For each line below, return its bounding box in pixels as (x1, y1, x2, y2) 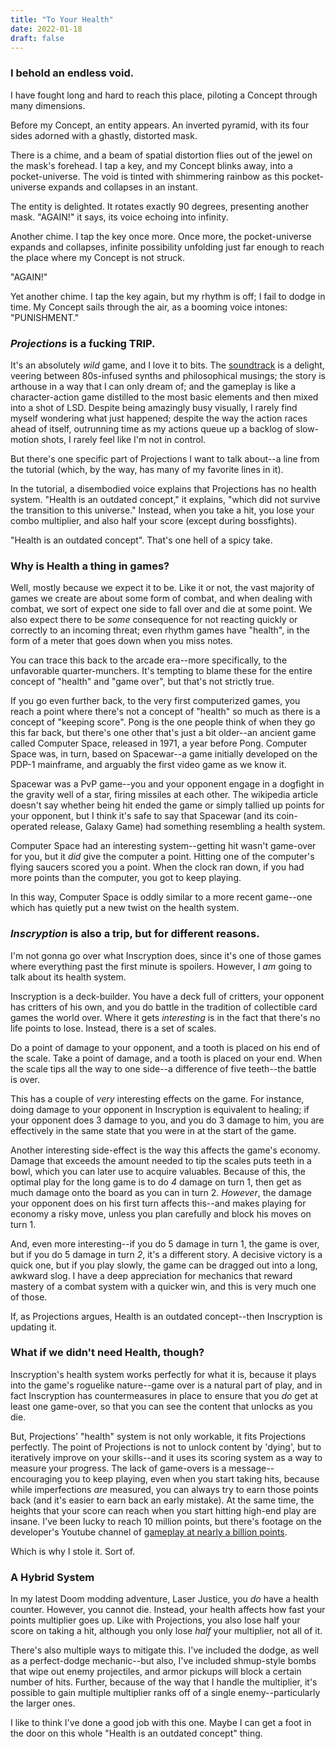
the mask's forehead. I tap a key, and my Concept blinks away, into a (10, 159, 293, 171)
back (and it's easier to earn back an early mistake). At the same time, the (10, 1494, 315, 1506)
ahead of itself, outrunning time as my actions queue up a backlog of (10, 422, 294, 435)
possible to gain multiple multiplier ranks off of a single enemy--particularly (10, 1687, 321, 1699)
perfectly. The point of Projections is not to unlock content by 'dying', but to (10, 1441, 322, 1453)
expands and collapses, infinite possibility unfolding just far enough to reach (10, 241, 325, 253)
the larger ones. (10, 1697, 76, 1710)
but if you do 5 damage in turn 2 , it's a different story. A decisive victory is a (10, 1248, 323, 1260)
